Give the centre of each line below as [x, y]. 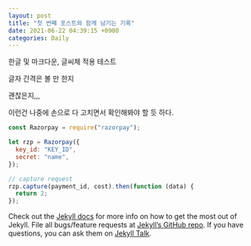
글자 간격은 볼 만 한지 [41, 79]
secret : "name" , [42, 157]
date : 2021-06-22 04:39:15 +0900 [64, 30]
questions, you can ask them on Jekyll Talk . [80, 233]
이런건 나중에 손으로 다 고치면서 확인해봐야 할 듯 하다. [91, 113]
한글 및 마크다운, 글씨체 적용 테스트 [63, 61]
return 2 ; [31, 194]
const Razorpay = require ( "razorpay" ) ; [75, 128]
